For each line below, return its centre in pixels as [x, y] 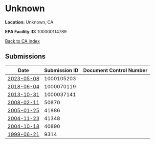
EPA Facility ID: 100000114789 [36, 31]
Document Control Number [115, 70]
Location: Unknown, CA [29, 22]
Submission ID [61, 70]
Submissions [25, 57]
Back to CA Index [22, 41]
